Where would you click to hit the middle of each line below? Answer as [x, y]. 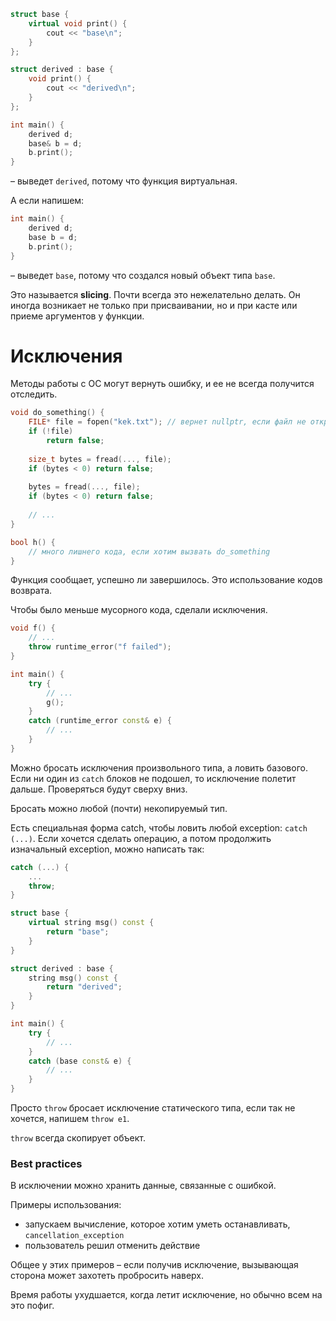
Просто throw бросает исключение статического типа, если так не [153, 1108]
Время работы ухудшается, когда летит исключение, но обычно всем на [166, 1295]
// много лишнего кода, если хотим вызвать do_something [149, 551]
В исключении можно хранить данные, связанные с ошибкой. [143, 1186]
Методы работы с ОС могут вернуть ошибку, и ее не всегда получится [162, 384]
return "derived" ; [84, 987]
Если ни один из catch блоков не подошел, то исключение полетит [153, 778]
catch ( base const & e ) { [80, 1061]
